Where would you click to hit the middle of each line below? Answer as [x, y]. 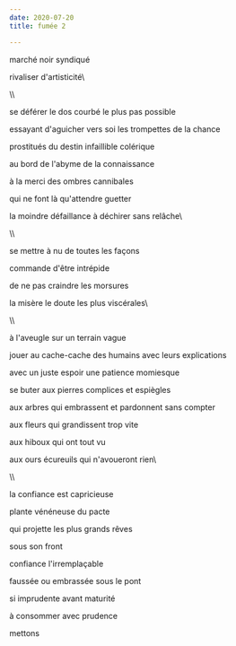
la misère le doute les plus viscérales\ [79, 302]
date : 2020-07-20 [42, 17]
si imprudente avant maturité [62, 598]
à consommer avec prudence [64, 615]
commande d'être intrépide [60, 268]
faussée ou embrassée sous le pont [75, 581]
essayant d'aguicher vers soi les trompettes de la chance [115, 129]
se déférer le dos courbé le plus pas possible [93, 111]
